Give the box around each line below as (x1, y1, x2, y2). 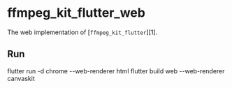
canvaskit (7, 74, 35, 82)
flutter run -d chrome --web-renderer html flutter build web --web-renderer (7, 66, 225, 75)
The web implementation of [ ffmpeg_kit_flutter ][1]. (7, 28, 158, 36)
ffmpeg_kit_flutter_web (7, 5, 145, 21)
